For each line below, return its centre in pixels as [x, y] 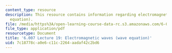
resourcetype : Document [31, 33]
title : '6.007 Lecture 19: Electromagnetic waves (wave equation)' [79, 38]
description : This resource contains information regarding [71, 15]
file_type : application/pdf [35, 29]
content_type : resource [31, 10]
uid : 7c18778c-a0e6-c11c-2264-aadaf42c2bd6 [52, 43]
